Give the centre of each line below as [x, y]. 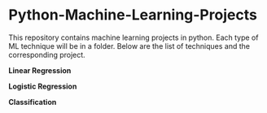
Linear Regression [40, 70]
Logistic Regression [43, 86]
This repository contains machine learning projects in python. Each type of [133, 37]
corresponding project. [47, 54]
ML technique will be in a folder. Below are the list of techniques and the [129, 46]
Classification [33, 102]
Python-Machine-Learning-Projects [133, 15]
